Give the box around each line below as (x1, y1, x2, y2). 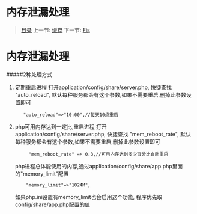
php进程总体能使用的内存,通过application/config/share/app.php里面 (14, 162, 183, 170)
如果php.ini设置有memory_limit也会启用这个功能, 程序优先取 (14, 193, 163, 200)
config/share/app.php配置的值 (14, 201, 90, 208)
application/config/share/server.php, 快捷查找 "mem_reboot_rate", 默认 (14, 130, 191, 138)
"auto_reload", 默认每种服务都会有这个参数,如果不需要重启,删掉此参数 (14, 91, 187, 98)
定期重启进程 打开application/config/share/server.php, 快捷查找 (14, 84, 172, 91)
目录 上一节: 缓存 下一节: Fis (20, 26, 90, 34)
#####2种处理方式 (6, 70, 53, 78)
